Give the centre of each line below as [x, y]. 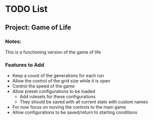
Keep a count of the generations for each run [58, 76]
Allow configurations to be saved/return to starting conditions [75, 113]
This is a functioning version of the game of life [53, 52]
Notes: [13, 41]
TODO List [26, 9]
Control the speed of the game [43, 86]
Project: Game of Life [38, 27]
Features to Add [25, 65]
